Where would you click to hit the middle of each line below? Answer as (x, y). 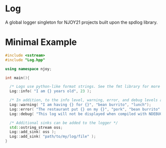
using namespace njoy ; (28, 69)
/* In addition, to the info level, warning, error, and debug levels (84, 100)
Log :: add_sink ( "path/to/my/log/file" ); (53, 137)
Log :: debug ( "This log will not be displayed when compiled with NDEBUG (86, 114)
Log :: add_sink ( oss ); (33, 132)
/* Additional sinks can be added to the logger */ (64, 123)
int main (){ (17, 78)
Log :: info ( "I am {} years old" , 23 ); (51, 91)
